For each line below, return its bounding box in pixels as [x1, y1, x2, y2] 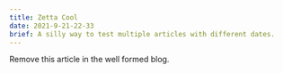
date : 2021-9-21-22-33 [9, 21, 94, 30]
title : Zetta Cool [9, 12, 78, 22]
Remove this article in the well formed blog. [9, 54, 170, 65]
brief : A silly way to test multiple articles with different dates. [9, 29, 276, 38]
